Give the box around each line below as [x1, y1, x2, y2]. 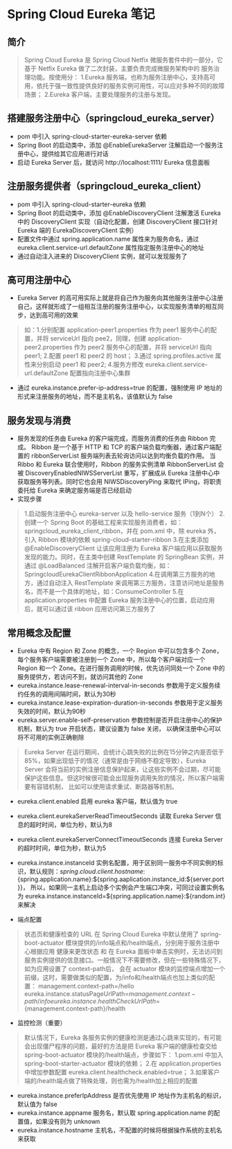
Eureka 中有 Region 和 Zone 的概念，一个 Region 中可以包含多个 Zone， [17, 646, 223, 655]
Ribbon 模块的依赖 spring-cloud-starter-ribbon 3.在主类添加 [37, 536, 209, 544]
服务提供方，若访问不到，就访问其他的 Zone [17, 673, 143, 681]
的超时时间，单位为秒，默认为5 [17, 844, 107, 852]
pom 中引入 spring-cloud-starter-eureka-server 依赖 [17, 132, 168, 141]
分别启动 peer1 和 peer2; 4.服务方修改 [36, 361, 144, 369]
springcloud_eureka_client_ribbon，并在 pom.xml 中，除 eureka [24, 527, 206, 535]
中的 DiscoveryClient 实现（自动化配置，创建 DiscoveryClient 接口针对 [17, 217, 218, 226]
